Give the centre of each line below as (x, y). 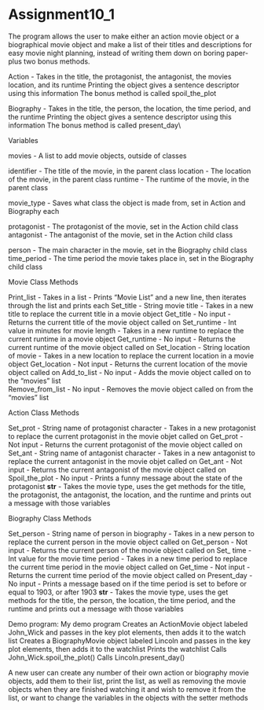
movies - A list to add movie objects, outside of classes (97, 156)
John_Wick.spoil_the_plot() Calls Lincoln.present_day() (97, 657)
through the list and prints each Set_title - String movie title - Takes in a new (131, 305)
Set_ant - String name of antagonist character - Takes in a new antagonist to (132, 453)
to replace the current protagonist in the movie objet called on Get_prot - (126, 436)
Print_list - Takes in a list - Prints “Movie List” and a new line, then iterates (127, 297)
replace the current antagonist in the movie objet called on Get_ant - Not (125, 461)
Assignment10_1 (62, 15)
